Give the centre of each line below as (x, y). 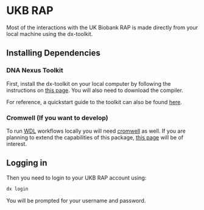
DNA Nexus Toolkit (35, 71)
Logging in (27, 163)
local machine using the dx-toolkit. (50, 33)
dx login (17, 189)
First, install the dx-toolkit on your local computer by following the (89, 83)
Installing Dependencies (53, 53)
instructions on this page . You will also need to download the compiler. (95, 90)
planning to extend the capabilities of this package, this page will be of (95, 137)
